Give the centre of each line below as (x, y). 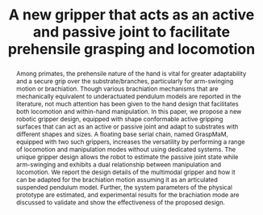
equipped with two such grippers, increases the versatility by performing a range (130, 142)
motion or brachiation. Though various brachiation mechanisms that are (117, 89)
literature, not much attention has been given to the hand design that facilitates (127, 104)
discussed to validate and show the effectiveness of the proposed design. (121, 202)
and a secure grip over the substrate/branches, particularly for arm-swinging (125, 81)
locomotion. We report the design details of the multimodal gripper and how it (125, 172)
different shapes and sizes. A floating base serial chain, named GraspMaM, (122, 134)
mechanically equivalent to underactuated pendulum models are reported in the (129, 96)
